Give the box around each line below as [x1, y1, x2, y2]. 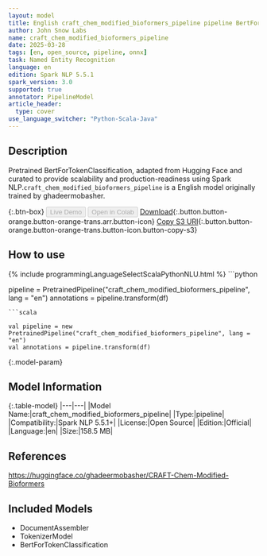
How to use [8, 248, 65, 262]
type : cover [15, 108, 56, 116]
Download [139, 207, 173, 216]
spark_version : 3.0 [8, 78, 73, 86]
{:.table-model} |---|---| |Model [8, 401, 111, 411]
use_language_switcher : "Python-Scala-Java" [8, 115, 158, 123]
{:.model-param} [8, 357, 64, 366]
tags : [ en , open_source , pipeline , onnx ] [8, 48, 148, 56]
